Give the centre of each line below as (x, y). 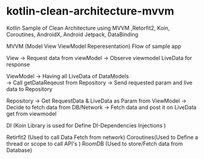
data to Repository (30, 89)
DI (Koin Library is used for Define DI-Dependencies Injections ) (86, 125)
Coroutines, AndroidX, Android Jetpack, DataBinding (72, 34)
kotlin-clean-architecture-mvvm (90, 11)
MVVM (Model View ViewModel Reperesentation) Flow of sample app (94, 46)
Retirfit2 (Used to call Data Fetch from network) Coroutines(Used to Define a (102, 137)
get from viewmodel (31, 113)
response (18, 64)
